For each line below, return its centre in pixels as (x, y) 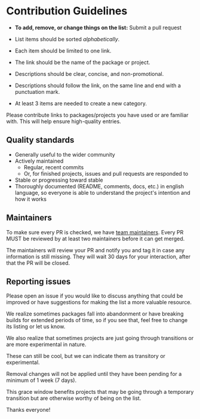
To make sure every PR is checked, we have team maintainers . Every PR (95, 232)
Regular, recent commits (54, 167)
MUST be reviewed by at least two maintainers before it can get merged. (96, 238)
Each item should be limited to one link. (63, 51)
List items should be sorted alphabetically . (67, 39)
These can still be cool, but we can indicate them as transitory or (86, 356)
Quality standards (40, 140)
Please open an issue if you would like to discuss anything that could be (95, 296)
